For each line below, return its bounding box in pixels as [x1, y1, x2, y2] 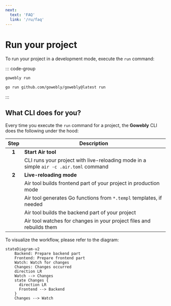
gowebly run [5, 75, 31, 81]
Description [79, 140, 108, 147]
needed [24, 200, 43, 208]
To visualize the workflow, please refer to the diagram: [5, 237, 119, 243]
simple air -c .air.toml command [24, 163, 108, 170]
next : [5, 7, 17, 13]
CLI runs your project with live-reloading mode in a [24, 157, 147, 164]
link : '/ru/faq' [10, 17, 44, 22]
